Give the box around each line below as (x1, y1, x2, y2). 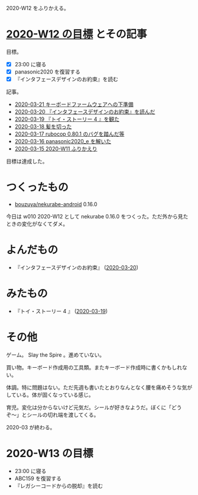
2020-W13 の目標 (6, 447, 93, 460)
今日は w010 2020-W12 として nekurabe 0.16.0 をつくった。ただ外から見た (6, 213, 189, 220)
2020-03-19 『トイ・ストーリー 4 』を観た (14, 115, 120, 123)
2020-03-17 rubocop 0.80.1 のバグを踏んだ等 (14, 130, 125, 137)
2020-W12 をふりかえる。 (6, 5, 70, 11)
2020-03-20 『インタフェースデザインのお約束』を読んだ (14, 108, 155, 115)
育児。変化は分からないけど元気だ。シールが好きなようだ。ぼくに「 (6, 404, 172, 411)
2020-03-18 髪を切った (14, 123, 72, 130)
